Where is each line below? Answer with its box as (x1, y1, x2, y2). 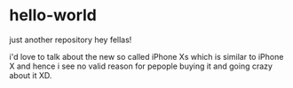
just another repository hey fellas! (9, 34, 132, 45)
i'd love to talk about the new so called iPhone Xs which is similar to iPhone (9, 51, 284, 62)
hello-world (9, 5, 98, 26)
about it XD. (9, 70, 52, 80)
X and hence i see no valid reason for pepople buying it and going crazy (9, 61, 273, 71)
